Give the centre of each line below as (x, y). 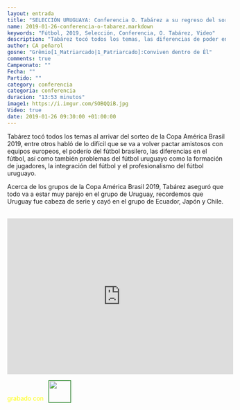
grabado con (25, 398)
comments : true (29, 59)
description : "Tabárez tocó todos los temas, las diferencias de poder (113, 39)
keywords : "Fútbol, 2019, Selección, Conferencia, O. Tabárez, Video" (111, 33)
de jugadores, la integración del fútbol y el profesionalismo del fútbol (105, 166)
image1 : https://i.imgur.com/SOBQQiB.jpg (68, 104)
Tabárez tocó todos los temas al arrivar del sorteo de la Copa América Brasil (116, 136)
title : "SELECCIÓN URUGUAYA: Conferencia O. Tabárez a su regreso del (111, 20)
